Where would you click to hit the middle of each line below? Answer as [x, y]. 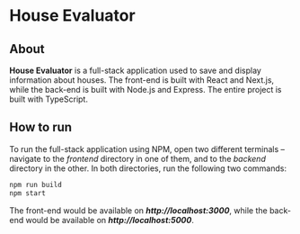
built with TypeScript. [49, 99]
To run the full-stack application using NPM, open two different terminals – [147, 148]
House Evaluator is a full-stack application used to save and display [136, 70]
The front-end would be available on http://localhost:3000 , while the [138, 210]
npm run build [36, 184]
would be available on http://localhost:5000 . [110, 220]
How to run [41, 127]
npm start [28, 193]
